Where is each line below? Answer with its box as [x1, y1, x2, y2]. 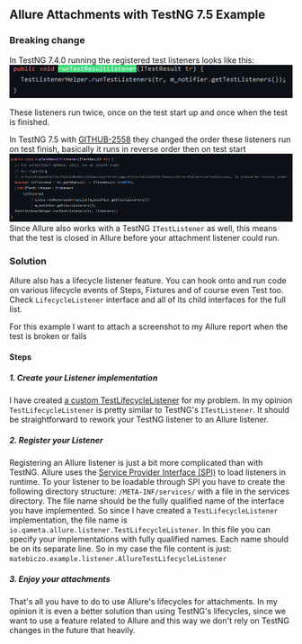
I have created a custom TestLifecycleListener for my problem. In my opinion [9, 395, 293, 406]
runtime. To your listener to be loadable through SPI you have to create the [9, 476, 286, 487]
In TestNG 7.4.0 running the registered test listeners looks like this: [9, 54, 254, 66]
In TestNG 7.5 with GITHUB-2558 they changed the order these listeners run [9, 134, 291, 145]
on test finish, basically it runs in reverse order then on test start [9, 143, 246, 154]
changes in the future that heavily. [9, 624, 136, 635]
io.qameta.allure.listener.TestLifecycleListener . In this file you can [9, 523, 271, 534]
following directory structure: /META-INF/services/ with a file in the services [9, 486, 290, 496]
